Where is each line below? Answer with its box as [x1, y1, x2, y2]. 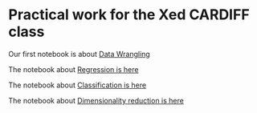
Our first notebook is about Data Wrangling [8, 49, 150, 59]
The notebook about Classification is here [8, 80, 147, 90]
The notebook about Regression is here [8, 64, 139, 74]
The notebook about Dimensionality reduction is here [8, 95, 185, 105]
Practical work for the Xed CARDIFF [8, 6, 251, 24]
